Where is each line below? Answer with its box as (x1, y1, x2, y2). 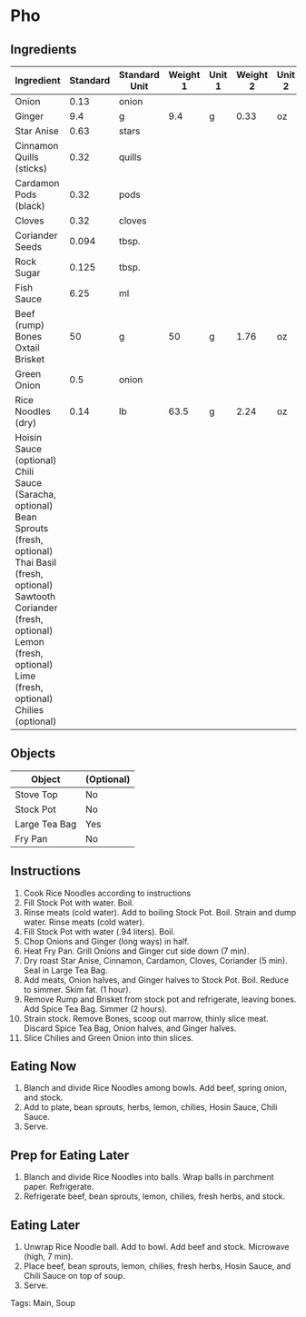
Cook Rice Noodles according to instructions (23, 887, 192, 898)
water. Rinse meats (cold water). (23, 916, 145, 927)
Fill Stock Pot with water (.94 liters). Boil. (23, 926, 176, 936)
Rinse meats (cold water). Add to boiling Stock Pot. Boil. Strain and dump (23, 906, 297, 917)
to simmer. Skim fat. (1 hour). (23, 984, 132, 995)
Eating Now (10, 1059, 77, 1074)
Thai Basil (15, 556, 57, 569)
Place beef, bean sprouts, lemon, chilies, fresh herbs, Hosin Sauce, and (23, 1261, 291, 1272)
